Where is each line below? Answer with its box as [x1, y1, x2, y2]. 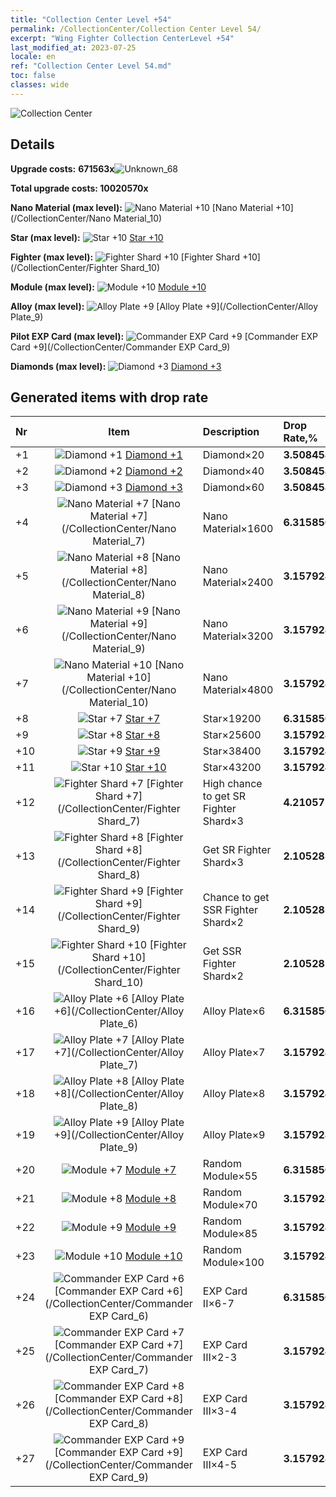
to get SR [202, 789, 247, 803]
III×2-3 [202, 1351, 238, 1365]
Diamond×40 [202, 464, 265, 478]
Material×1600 [202, 522, 274, 536]
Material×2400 [202, 576, 274, 590]
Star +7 [124, 712, 161, 726]
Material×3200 [202, 629, 274, 643]
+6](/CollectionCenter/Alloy [53, 1004, 185, 1018]
